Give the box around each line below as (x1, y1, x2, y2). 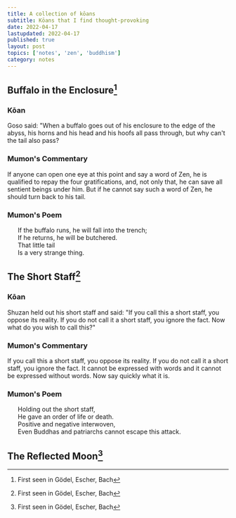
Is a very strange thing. (17, 248, 84, 257)
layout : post (7, 43, 46, 50)
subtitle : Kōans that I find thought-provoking (7, 17, 150, 24)
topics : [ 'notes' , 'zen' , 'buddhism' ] (7, 50, 121, 57)
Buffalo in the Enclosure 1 (7, 82, 117, 96)
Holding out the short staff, (17, 405, 96, 414)
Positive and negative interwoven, (17, 420, 116, 429)
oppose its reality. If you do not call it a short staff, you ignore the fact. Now (7, 315, 225, 324)
